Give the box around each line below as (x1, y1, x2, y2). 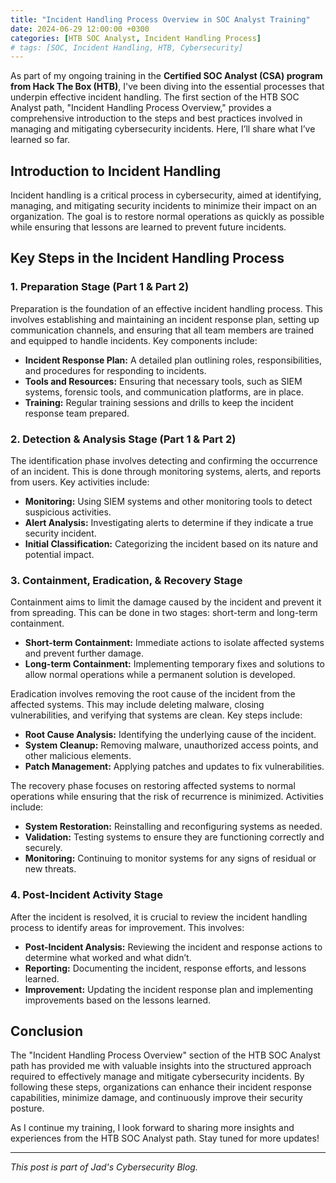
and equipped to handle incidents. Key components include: (10, 334, 258, 346)
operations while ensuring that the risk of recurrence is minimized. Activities (10, 791, 324, 803)
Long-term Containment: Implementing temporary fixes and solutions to (24, 658, 325, 670)
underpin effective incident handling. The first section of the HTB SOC (10, 91, 300, 103)
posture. (10, 1102, 45, 1115)
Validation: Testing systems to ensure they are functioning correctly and (24, 831, 325, 843)
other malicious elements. (24, 750, 132, 762)
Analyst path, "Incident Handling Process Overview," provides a (10, 102, 272, 114)
